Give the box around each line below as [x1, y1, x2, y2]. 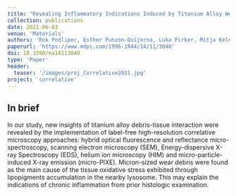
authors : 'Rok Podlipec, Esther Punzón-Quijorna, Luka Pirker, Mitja [7, 37, 217, 44]
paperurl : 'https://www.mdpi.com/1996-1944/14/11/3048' [7, 43, 175, 50]
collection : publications [7, 17, 83, 24]
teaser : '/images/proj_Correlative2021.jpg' [13, 69, 147, 76]
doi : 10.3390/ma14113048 [7, 50, 80, 57]
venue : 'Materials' [7, 30, 65, 37]
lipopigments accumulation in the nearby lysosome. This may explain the [7, 173, 219, 182]
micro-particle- [178, 151, 223, 159]
